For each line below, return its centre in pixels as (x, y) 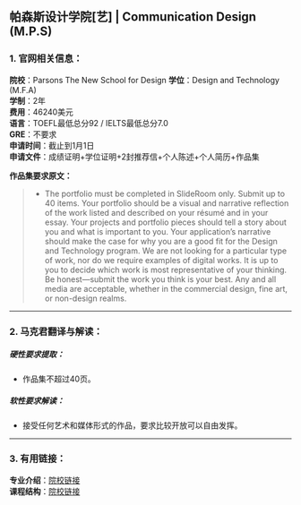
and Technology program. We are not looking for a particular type (166, 251)
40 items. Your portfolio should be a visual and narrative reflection (167, 203)
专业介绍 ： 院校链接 (45, 480)
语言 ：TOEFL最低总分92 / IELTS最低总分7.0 (89, 123)
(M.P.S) (31, 32)
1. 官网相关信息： (46, 59)
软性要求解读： (37, 401)
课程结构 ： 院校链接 (45, 491)
